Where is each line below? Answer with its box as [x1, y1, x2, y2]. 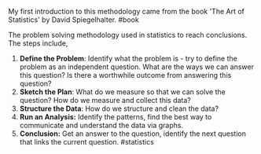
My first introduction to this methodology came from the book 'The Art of [8, 7, 245, 16]
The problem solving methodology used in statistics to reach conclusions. [8, 31, 248, 39]
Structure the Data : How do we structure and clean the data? [19, 104, 219, 113]
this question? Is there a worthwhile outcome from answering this [19, 71, 232, 79]
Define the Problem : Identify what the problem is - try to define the [19, 54, 237, 63]
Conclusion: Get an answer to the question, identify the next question [19, 129, 246, 138]
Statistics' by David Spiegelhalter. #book [8, 15, 139, 24]
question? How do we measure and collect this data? [19, 96, 191, 104]
